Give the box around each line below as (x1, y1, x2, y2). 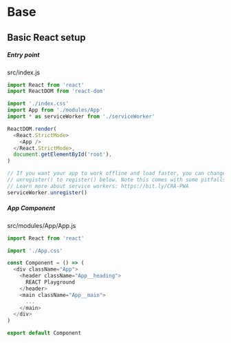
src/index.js (7, 68, 41, 76)
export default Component (7, 330, 81, 337)
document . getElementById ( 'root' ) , (13, 151, 112, 158)
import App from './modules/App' (7, 107, 103, 114)
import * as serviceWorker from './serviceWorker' (7, 113, 155, 121)
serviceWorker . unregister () (7, 189, 88, 196)
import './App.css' (7, 247, 63, 254)
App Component (7, 204, 56, 212)
